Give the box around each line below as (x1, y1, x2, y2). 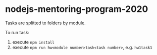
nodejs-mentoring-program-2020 (5, 3, 149, 15)
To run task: (5, 29, 30, 35)
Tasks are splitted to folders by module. (5, 20, 86, 26)
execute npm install (12, 39, 54, 45)
